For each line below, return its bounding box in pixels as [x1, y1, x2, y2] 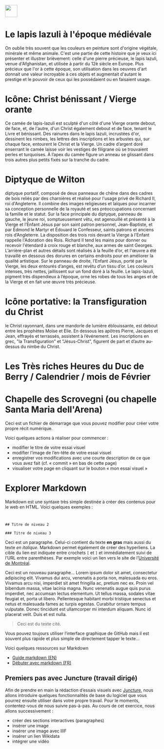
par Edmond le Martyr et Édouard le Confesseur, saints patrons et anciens [5, 226, 154, 233]
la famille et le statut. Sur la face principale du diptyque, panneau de [5, 211, 143, 217]
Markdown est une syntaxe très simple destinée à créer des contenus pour [5, 499, 156, 505]
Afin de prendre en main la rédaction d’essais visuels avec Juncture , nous [5, 687, 154, 693]
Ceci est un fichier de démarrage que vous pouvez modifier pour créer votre [5, 420, 159, 426]
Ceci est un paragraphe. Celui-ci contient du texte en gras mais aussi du [5, 539, 151, 545]
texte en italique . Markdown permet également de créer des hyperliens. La [5, 544, 155, 550]
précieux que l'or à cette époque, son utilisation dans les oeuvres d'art [5, 66, 147, 72]
